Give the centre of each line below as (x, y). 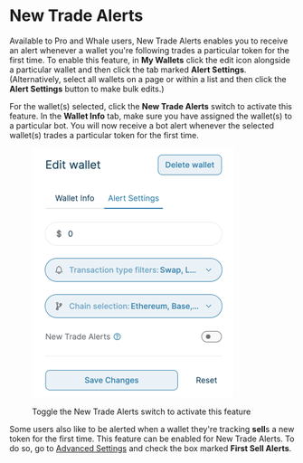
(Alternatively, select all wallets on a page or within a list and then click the (148, 79)
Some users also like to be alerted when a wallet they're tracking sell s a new (152, 429)
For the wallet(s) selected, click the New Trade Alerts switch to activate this (151, 106)
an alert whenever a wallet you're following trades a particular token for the (149, 50)
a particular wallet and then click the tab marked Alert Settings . (128, 70)
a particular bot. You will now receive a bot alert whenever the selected (142, 125)
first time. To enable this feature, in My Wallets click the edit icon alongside (150, 60)
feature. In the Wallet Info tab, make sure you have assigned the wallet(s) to (151, 116)
